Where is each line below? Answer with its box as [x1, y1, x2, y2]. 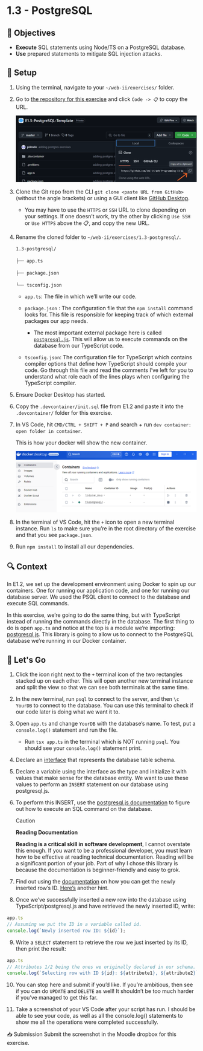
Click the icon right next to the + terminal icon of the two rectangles [15, 671, 183, 678]
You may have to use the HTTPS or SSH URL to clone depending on [24, 206, 186, 213]
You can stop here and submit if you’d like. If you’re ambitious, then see [15, 981, 193, 989]
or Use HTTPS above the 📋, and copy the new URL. [24, 219, 150, 227]
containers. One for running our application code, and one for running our [7, 587, 190, 594]
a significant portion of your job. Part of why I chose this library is [15, 860, 178, 867]
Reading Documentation [15, 829, 78, 836]
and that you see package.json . [15, 532, 93, 539]
